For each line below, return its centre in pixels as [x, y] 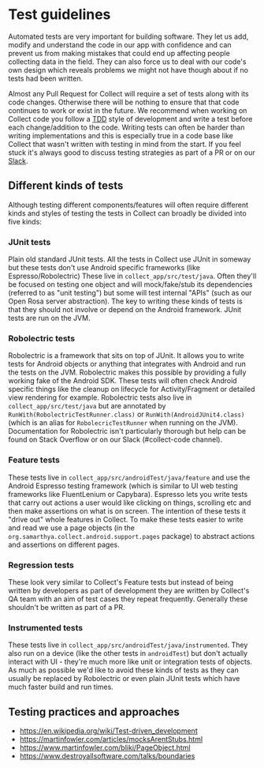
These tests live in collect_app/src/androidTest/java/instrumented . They [128, 645]
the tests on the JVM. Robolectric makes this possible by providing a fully [127, 372]
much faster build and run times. [61, 687]
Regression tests [41, 565]
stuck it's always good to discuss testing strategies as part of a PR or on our [132, 152]
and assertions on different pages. [64, 544]
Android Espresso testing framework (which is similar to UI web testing [123, 486]
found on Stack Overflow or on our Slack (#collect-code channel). [115, 439]
